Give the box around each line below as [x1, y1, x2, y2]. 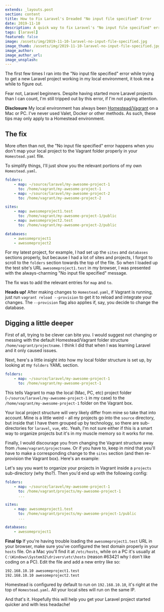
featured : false [5, 35, 38, 40]
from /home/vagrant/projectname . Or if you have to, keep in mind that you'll [5, 445, 155, 451]
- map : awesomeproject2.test [14, 218, 73, 223]
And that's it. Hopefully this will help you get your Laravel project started [5, 596, 150, 602]
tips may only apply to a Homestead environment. [5, 116, 105, 121]
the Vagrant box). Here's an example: [24, 455, 100, 461]
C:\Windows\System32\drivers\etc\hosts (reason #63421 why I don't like [5, 554, 150, 560]
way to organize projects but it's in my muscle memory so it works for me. [5, 430, 154, 436]
